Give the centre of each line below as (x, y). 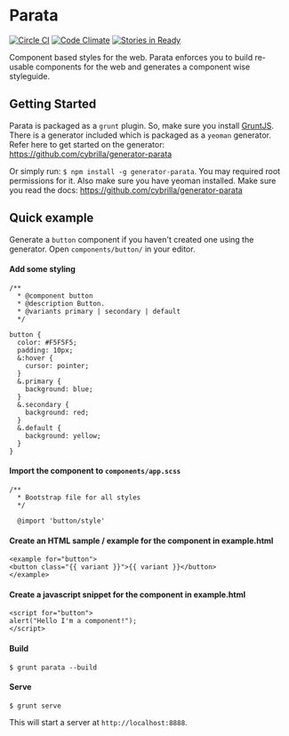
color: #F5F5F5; (47, 342)
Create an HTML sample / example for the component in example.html (141, 540)
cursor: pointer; (57, 365)
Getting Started (53, 104)
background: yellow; (63, 436)
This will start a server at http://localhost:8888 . (99, 722)
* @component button (55, 296)
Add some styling (42, 269)
